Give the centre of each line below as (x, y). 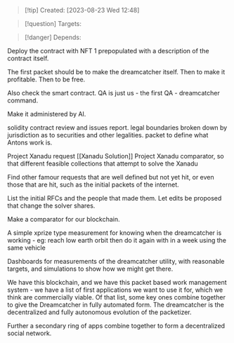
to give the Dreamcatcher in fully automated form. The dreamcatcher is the (116, 305)
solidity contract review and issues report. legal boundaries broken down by (117, 128)
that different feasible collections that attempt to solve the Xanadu (103, 163)
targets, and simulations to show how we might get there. (90, 269)
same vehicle (26, 248)
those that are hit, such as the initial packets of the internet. (93, 184)
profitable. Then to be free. (46, 79)
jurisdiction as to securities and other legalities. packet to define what (108, 135)
